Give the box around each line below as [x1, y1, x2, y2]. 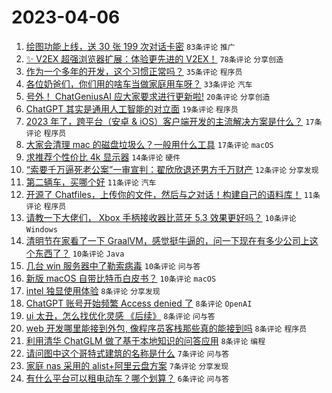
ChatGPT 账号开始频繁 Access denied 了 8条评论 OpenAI [25, 297, 253, 309]
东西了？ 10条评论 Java [34, 247, 125, 259]
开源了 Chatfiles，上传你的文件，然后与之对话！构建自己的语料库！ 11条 [25, 188, 321, 200]
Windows [25, 224, 58, 235]
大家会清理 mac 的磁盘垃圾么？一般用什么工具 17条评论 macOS [25, 138, 274, 150]
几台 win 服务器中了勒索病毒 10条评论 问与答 [25, 259, 201, 271]
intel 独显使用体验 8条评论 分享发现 [25, 284, 161, 296]
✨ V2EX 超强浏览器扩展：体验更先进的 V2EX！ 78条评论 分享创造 [25, 52, 284, 65]
